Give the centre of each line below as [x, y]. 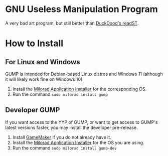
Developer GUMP [33, 110]
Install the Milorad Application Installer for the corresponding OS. [79, 89]
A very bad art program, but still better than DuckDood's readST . [72, 23]
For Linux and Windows [43, 62]
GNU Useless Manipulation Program [81, 9]
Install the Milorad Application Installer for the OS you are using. [78, 142]
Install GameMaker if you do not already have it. [62, 137]
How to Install [34, 43]
